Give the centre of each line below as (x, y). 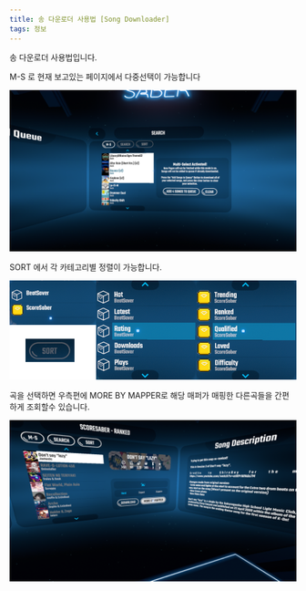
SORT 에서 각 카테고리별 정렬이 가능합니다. (86, 267)
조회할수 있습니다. (58, 407)
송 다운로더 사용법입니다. (53, 57)
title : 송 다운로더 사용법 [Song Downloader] (90, 19)
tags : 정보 (28, 29)
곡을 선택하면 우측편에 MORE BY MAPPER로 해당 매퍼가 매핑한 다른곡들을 (141, 395)
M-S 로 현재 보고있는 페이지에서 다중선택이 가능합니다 (105, 77)
